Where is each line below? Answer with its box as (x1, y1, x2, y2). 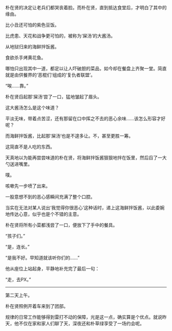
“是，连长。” (5, 244, 30, 250)
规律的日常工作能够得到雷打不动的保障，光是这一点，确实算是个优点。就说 (5, 314, 162, 320)
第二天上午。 (5, 292, 32, 298)
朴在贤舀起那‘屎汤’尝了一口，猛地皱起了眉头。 (5, 94, 102, 100)
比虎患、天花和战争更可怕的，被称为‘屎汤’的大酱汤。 (5, 33, 116, 38)
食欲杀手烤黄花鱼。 (5, 54, 46, 61)
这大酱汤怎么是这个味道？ (5, 105, 59, 110)
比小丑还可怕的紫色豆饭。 (5, 22, 59, 28)
